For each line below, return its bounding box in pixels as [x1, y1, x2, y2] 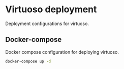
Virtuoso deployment [5, 4, 97, 15]
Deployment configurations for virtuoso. [5, 20, 89, 27]
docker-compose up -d [5, 59, 51, 64]
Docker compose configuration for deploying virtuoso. [5, 49, 119, 55]
